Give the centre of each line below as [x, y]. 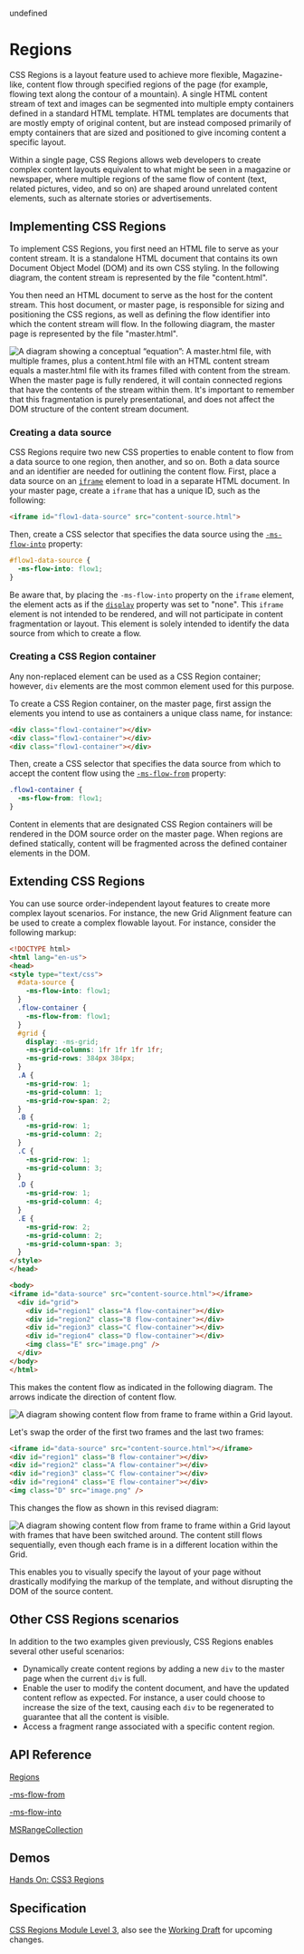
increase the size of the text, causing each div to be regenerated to [148, 1707]
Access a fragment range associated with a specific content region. [149, 1727]
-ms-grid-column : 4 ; [64, 1202]
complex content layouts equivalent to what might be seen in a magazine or [150, 169]
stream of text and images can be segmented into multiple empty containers [152, 103]
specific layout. [38, 142]
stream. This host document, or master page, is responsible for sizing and [147, 305]
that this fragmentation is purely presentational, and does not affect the [142, 399]
